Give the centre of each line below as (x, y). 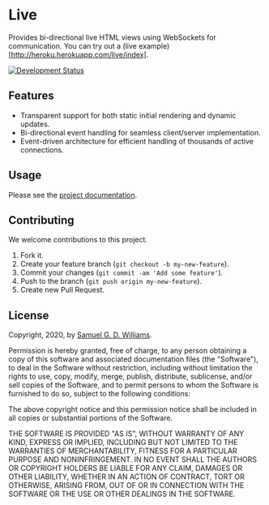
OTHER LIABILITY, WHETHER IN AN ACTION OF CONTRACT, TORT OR (126, 477)
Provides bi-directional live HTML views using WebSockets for (112, 37)
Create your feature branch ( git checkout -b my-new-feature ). (124, 264)
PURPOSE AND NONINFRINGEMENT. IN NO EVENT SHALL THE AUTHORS (133, 460)
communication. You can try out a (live (73, 45)
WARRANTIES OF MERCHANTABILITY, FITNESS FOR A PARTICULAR (123, 451)
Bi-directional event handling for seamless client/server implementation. (140, 132)
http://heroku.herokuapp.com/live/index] (79, 54)
